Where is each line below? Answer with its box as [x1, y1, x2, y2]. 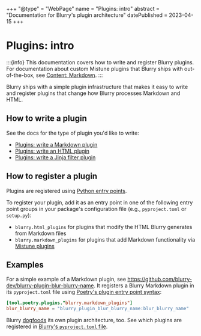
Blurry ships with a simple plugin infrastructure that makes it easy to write [6, 83, 188, 90]
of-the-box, [6, 72, 35, 79]
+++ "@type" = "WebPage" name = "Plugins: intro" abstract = [6, 5, 160, 12]
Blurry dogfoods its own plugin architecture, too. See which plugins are [6, 317, 182, 324]
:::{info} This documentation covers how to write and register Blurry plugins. [6, 58, 194, 66]
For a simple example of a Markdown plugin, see [6, 276, 127, 283]
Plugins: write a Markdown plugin [14, 141, 98, 148]
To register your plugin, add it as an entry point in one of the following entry [6, 198, 193, 206]
